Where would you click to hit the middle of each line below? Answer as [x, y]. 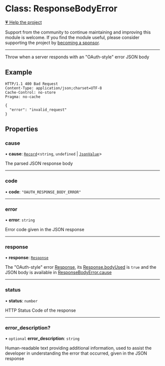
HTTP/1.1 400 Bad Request [31, 84]
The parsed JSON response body [39, 163]
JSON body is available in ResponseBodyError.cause [58, 273]
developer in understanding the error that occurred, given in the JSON [76, 353]
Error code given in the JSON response [45, 230]
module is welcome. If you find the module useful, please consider [72, 37]
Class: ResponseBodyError [61, 9]
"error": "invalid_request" [38, 110]
